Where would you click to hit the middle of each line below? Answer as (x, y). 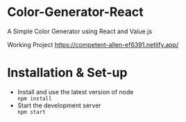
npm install (34, 98)
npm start (32, 112)
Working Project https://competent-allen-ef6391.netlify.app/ (93, 44)
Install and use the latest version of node (75, 91)
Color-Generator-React (75, 12)
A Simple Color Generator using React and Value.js (80, 31)
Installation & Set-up (67, 73)
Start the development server (59, 105)
